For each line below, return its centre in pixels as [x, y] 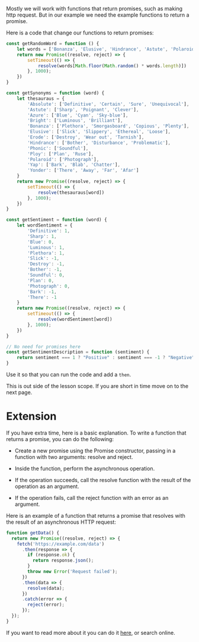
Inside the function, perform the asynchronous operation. [85, 468]
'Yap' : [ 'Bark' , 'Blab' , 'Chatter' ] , [74, 165]
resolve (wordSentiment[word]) [75, 319]
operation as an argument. [47, 486]
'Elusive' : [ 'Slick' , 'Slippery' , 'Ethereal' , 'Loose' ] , [99, 132]
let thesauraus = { [41, 98]
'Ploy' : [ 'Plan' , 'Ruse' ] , [61, 154]
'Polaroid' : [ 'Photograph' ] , [63, 159]
